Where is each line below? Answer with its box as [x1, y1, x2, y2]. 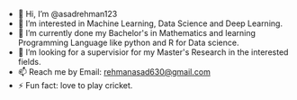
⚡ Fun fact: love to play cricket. [17, 80, 133, 90]
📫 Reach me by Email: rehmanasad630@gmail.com [17, 67, 211, 77]
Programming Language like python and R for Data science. [17, 37, 239, 48]
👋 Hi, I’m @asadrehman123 [17, 9, 118, 19]
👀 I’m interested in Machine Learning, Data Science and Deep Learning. [17, 18, 283, 29]
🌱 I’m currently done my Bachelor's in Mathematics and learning [17, 28, 256, 38]
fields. [17, 57, 41, 67]
